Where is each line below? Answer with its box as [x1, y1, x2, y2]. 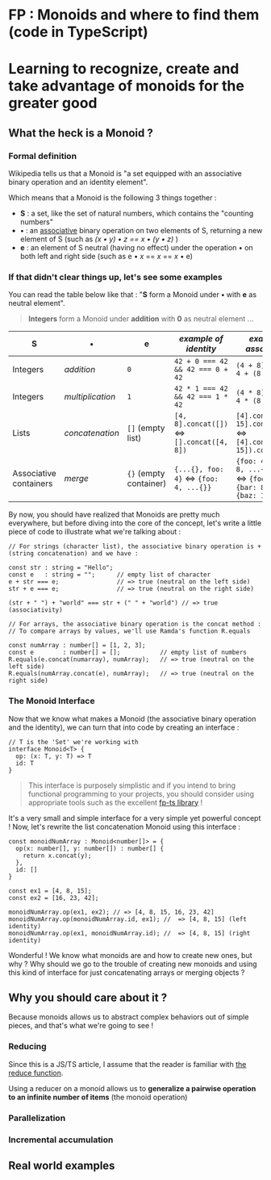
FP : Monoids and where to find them [8, 6, 260, 24]
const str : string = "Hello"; [8, 563, 114, 572]
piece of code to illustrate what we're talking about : [8, 527, 181, 537]
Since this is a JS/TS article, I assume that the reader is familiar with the [8, 1059, 247, 1069]
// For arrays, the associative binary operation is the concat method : [8, 620, 262, 629]
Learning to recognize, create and [8, 60, 240, 78]
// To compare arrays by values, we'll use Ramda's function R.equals [8, 627, 251, 635]
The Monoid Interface [8, 696, 95, 707]
